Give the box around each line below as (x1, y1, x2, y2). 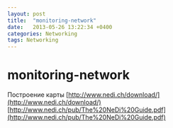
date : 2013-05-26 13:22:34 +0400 (7, 23, 113, 30)
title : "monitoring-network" (7, 17, 97, 24)
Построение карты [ (7, 91, 69, 99)
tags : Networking (7, 37, 59, 44)
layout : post (7, 10, 46, 18)
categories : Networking (7, 30, 78, 37)
